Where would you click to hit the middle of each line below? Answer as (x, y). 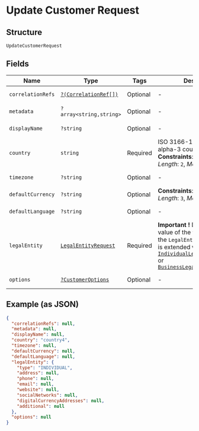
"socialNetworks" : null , (47, 395)
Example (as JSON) (42, 304)
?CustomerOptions (85, 280)
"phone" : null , (36, 379)
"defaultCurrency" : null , (44, 351)
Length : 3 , (171, 198)
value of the (174, 232)
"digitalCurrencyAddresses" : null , (61, 401)
